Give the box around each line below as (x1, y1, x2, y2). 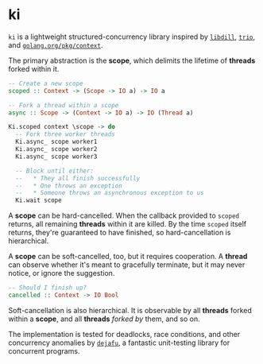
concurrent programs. (8, 346, 80, 355)
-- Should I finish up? (8, 284, 87, 292)
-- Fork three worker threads (15, 130, 115, 138)
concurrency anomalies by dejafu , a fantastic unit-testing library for (8, 338, 230, 347)
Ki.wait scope (15, 196, 62, 204)
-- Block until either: (15, 167, 94, 175)
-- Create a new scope (8, 79, 83, 87)
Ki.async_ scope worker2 (15, 145, 98, 153)
